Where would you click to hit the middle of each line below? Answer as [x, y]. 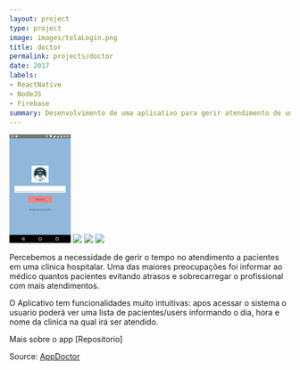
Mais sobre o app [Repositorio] [66, 340]
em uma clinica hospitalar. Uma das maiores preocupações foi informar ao [146, 267]
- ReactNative [36, 85]
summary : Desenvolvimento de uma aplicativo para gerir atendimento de [145, 113]
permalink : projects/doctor [62, 57]
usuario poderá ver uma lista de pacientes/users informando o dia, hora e [144, 313]
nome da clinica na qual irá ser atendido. [84, 322]
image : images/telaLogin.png [63, 37]
